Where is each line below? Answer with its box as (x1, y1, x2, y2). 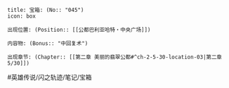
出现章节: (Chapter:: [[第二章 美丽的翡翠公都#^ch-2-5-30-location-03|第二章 (7, 54, 223, 61)
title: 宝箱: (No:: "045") (7, 6, 84, 13)
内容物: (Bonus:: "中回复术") (7, 40, 89, 47)
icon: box (7, 13, 37, 20)
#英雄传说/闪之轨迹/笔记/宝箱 (7, 73, 93, 81)
